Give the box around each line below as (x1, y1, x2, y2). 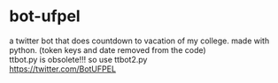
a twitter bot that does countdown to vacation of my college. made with (9, 35, 270, 46)
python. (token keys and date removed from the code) (9, 44, 206, 55)
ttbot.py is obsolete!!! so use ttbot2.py (9, 54, 148, 64)
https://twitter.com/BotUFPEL (9, 64, 117, 74)
